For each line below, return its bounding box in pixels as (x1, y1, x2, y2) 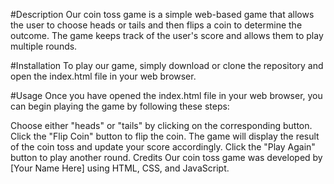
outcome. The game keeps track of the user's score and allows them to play (10, 30, 324, 41)
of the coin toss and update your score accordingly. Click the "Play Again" (10, 141, 316, 153)
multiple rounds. (10, 40, 78, 52)
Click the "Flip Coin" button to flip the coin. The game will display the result (10, 130, 320, 142)
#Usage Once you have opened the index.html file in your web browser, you (10, 90, 323, 101)
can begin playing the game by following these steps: (10, 100, 230, 112)
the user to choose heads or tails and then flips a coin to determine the (10, 19, 303, 31)
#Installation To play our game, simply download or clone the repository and (10, 60, 324, 71)
